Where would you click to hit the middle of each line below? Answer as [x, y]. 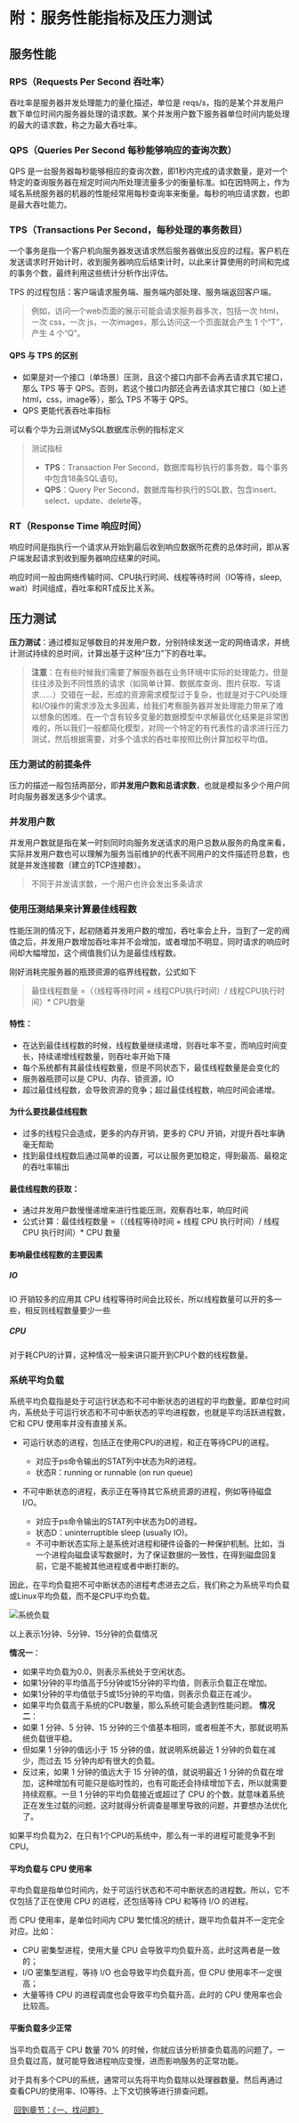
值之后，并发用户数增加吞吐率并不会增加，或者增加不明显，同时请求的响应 [145, 942]
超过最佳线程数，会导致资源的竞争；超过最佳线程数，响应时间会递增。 [151, 1090]
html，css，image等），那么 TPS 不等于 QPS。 [107, 399]
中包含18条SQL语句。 [83, 478]
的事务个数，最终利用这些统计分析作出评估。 [91, 274]
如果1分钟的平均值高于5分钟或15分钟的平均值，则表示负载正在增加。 [147, 1683]
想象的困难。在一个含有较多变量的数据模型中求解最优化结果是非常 [160, 716]
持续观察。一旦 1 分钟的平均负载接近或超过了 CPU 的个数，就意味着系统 [153, 1794]
